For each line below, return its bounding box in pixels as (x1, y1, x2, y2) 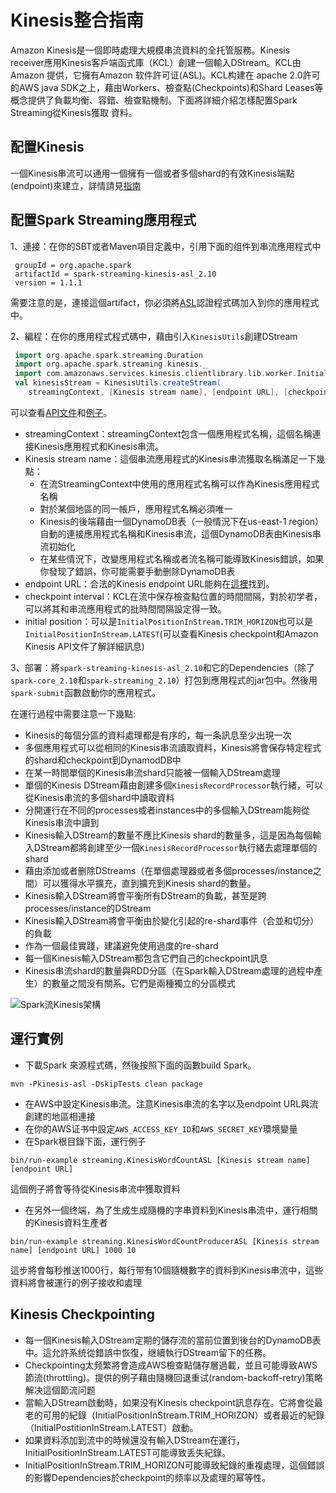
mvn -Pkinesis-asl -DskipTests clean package (10, 1079, 203, 1089)
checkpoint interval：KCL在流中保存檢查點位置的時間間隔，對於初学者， (24, 590, 323, 602)
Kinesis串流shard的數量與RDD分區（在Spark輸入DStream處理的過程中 (24, 964, 315, 976)
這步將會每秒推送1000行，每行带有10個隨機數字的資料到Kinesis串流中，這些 (10, 1264, 324, 1276)
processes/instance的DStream (24, 902, 152, 914)
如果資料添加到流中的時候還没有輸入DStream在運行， (24, 1434, 245, 1446)
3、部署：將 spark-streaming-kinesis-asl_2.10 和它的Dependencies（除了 (10, 661, 315, 673)
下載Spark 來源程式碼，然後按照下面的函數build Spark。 (24, 1059, 257, 1071)
